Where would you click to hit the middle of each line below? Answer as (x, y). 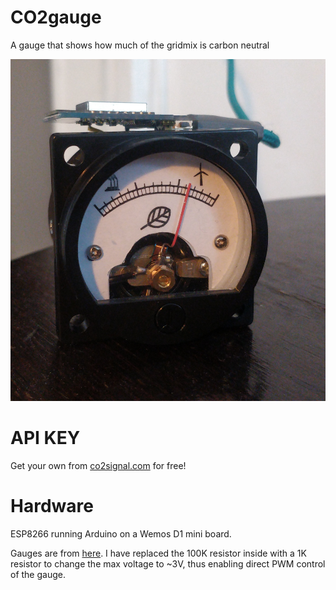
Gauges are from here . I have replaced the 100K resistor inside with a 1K (158, 553)
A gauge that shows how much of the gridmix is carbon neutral (140, 45)
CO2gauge (56, 17)
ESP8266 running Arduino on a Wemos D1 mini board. (121, 533)
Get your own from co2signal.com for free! (98, 465)
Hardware (52, 505)
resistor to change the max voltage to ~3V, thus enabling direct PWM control (168, 563)
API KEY (45, 437)
